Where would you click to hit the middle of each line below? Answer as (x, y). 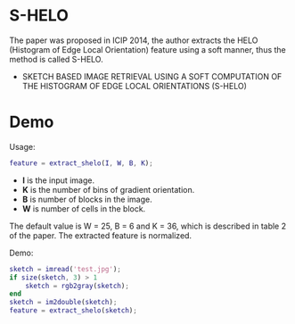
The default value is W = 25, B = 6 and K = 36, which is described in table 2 (148, 226)
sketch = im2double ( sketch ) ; (63, 303)
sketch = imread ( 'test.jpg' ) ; (66, 269)
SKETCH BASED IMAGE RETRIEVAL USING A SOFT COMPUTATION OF (152, 76)
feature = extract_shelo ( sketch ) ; (74, 311)
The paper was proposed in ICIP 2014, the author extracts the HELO (134, 40)
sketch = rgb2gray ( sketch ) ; (77, 286)
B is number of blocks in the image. (87, 199)
